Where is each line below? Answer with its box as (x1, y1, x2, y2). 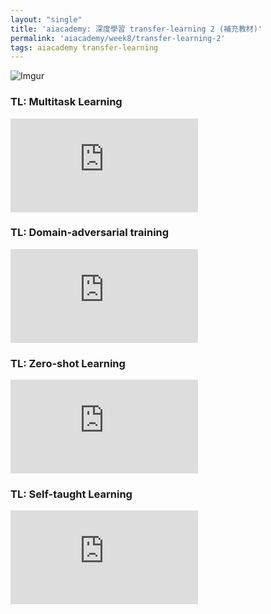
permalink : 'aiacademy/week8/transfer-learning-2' (10, 33, 226, 43)
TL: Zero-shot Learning (10, 356, 126, 370)
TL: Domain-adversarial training (10, 226, 170, 240)
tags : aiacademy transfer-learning (10, 42, 159, 53)
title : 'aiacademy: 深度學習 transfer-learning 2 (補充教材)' (10, 24, 263, 34)
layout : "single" (10, 14, 83, 25)
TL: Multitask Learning (10, 95, 123, 109)
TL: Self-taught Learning (10, 487, 133, 501)
